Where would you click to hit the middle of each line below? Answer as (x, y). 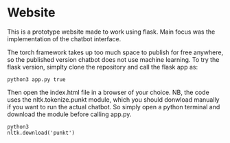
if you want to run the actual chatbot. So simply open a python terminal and (114, 107)
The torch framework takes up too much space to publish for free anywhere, (115, 52)
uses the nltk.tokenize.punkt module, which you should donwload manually (113, 99)
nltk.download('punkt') (41, 133)
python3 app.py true (37, 79)
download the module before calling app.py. (69, 114)
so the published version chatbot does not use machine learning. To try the (113, 59)
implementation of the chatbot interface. (64, 38)
